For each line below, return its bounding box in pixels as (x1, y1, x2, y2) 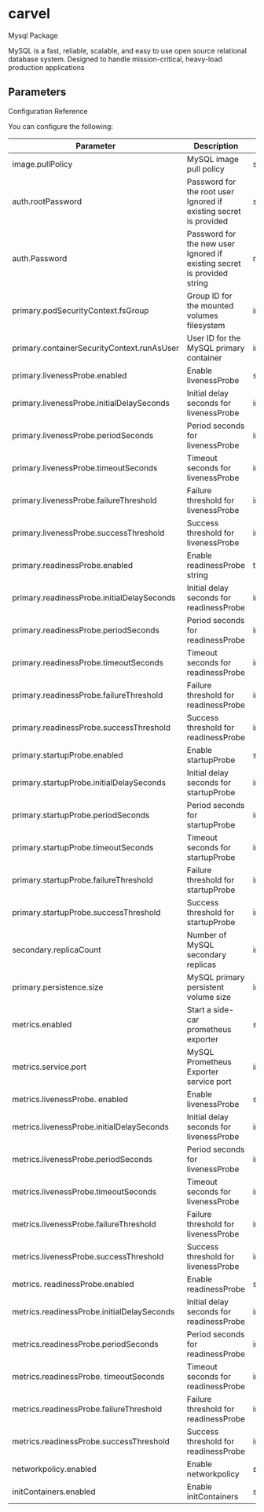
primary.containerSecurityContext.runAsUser (12, 342, 179, 353)
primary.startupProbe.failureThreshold (12, 874, 153, 885)
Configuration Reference (8, 106, 88, 116)
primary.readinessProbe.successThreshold (12, 721, 171, 732)
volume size (186, 991, 232, 1002)
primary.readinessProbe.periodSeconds (12, 625, 159, 636)
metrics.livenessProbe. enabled (12, 1093, 128, 1104)
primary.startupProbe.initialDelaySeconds (12, 776, 167, 787)
